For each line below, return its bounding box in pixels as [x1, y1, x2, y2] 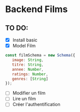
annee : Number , [12, 67, 44, 72]
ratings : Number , [12, 72, 49, 77]
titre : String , [12, 62, 44, 67]
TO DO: [5, 24, 29, 32]
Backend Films [5, 4, 68, 15]
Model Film [12, 43, 36, 49]
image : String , [12, 58, 44, 63]
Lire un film [12, 96, 36, 102]
